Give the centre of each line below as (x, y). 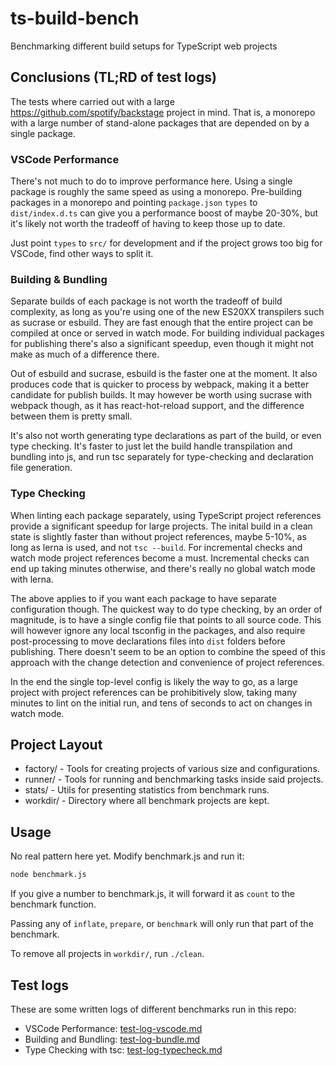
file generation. (41, 468)
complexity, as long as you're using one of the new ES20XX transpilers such (167, 312)
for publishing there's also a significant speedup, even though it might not (162, 344)
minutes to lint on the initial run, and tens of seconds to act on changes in (161, 703)
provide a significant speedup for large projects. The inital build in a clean (161, 526)
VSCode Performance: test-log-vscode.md (113, 1028)
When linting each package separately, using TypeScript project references (166, 515)
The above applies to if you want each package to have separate (143, 598)
